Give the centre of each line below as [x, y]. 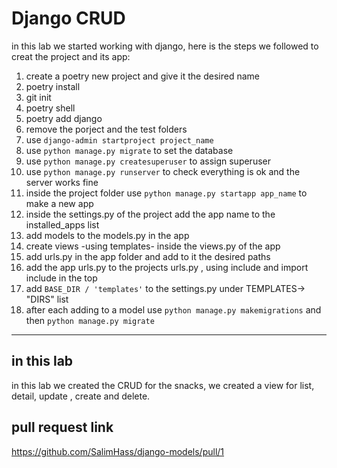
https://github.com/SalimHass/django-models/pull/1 [118, 451]
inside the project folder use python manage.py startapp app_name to [166, 193]
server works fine [62, 182]
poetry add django [64, 118]
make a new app [59, 203]
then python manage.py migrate [90, 320]
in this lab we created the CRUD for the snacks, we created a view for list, [163, 385]
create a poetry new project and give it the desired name [142, 76]
